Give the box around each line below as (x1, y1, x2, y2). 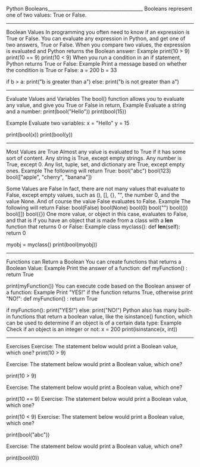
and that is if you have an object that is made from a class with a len (6, 217, 173, 224)
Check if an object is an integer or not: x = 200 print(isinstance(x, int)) (6, 326, 177, 333)
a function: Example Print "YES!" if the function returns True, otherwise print (6, 289, 193, 296)
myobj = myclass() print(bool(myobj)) (6, 241, 98, 248)
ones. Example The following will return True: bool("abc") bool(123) (6, 167, 171, 174)
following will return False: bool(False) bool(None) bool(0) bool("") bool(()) (6, 204, 189, 211)
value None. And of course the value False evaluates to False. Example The (6, 198, 191, 205)
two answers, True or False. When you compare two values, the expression (6, 41, 191, 48)
